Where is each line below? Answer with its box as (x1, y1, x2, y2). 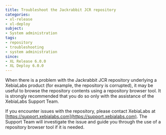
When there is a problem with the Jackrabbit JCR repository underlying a (5, 77, 157, 83)
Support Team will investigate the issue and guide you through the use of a (5, 119, 161, 125)
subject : (5, 26, 24, 31)
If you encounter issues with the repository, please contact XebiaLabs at (5, 108, 155, 114)
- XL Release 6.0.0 (5, 59, 46, 64)
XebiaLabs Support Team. (5, 98, 60, 104)
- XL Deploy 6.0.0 (5, 63, 44, 68)
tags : (5, 36, 17, 41)
